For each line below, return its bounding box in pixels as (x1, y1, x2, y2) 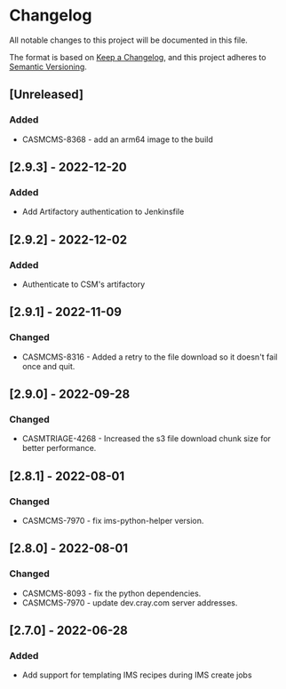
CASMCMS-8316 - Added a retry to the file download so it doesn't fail (21, 352, 278, 362)
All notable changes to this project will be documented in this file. (9, 35, 249, 45)
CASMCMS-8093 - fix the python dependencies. (21, 588, 202, 598)
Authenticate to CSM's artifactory (21, 279, 146, 289)
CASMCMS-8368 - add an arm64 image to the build (21, 134, 213, 145)
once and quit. (21, 360, 75, 371)
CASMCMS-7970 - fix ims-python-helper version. (21, 516, 204, 527)
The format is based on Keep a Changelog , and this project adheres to (9, 51, 266, 62)
